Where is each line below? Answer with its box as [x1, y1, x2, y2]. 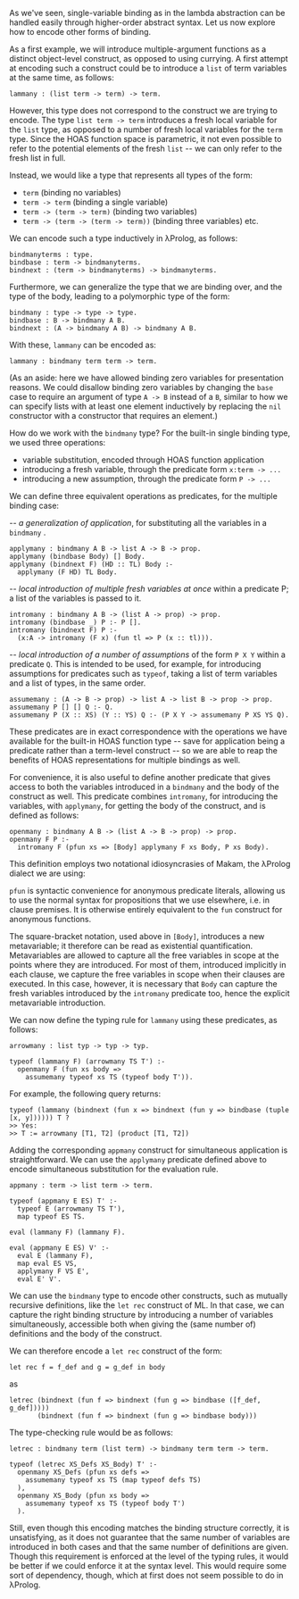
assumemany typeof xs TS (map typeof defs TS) [25, 1476, 202, 1485]
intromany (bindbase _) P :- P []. [9, 618, 142, 627]
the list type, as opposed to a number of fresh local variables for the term [9, 124, 283, 135]
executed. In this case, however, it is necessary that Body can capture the [9, 979, 278, 989]
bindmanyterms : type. [9, 250, 94, 259]
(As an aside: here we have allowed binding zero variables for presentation [9, 372, 284, 383]
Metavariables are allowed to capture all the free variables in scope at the [9, 950, 279, 961]
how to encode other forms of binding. [9, 27, 152, 37]
